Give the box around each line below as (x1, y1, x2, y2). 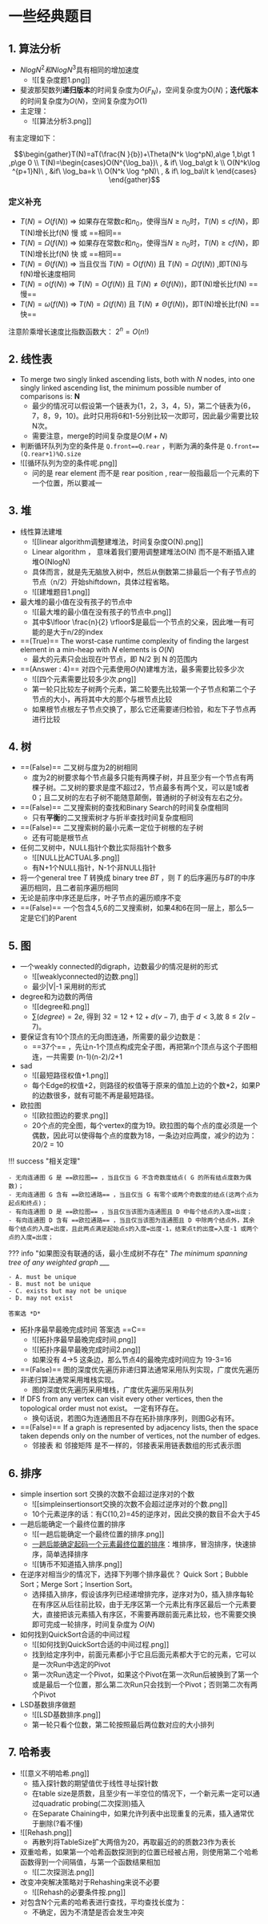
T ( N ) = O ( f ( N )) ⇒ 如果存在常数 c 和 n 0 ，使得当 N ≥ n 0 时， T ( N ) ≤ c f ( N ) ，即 (19, 216, 260, 228)
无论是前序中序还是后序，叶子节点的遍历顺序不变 (19, 893, 182, 903)
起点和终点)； (8, 1199, 48, 1208)
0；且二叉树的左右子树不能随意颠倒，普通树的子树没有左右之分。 (31, 793, 247, 802)
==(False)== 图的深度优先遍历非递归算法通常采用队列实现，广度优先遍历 (19, 1365, 260, 1374)
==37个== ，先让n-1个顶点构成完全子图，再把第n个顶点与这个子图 (31, 1042, 250, 1052)
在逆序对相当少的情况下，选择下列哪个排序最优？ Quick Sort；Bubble (19, 1569, 249, 1579)
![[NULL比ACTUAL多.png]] (31, 853, 120, 863)
